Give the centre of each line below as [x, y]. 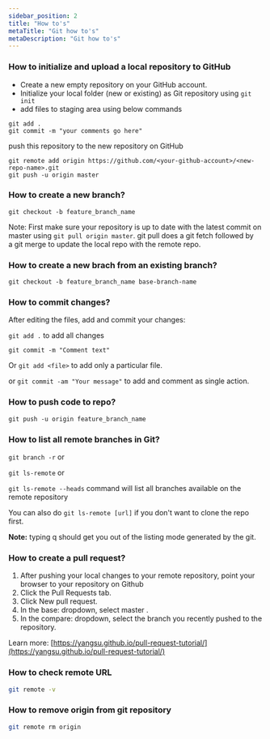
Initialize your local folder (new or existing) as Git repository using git [136, 93]
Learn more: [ [31, 643]
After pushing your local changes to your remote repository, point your [137, 575]
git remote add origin [46, 160]
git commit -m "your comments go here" [76, 130]
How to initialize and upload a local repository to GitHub [120, 67]
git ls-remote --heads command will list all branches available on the [125, 489]
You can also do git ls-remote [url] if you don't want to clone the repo [129, 513]
